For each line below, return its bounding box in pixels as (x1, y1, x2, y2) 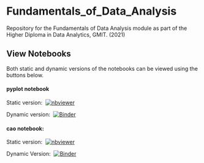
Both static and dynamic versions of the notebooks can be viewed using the (6, 65, 198, 72)
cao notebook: (6, 125, 44, 132)
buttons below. (6, 71, 44, 79)
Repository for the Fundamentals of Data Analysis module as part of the (6, 24, 187, 32)
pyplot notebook (6, 85, 50, 93)
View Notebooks (6, 49, 72, 59)
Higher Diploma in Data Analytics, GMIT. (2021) (6, 31, 126, 38)
